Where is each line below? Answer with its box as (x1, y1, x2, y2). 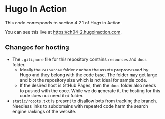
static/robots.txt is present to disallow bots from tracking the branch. (12, 98, 157, 104)
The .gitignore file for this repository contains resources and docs (12, 56, 147, 62)
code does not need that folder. (19, 93, 84, 98)
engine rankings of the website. (12, 108, 77, 114)
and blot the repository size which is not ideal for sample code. (19, 77, 148, 83)
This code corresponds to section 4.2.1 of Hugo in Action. (5, 20, 122, 25)
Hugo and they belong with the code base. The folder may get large (19, 72, 158, 78)
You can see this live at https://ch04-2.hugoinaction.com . (5, 29, 122, 35)
